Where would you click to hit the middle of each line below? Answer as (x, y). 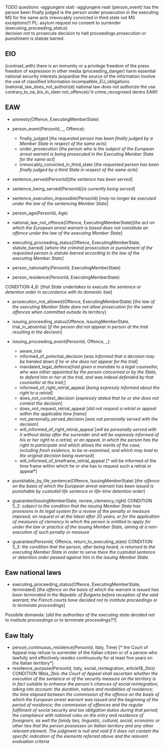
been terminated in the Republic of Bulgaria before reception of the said (85, 595)
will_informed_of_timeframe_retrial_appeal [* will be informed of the (88, 461)
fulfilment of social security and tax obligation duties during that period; (85, 710)
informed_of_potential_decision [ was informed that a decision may (87, 356)
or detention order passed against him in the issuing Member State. (81, 557)
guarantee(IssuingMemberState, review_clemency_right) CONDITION (82, 501)
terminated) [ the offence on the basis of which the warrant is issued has (85, 590)
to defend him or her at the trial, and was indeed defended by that (86, 377)
